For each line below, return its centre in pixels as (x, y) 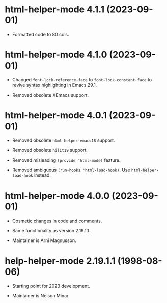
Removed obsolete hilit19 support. (50, 150)
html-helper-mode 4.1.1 (55, 9)
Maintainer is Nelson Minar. (41, 295)
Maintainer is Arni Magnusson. (44, 240)
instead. (43, 175)
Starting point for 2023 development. (51, 286)
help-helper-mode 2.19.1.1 (60, 261)
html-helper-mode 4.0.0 (57, 196)
